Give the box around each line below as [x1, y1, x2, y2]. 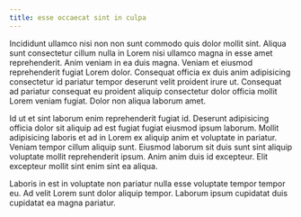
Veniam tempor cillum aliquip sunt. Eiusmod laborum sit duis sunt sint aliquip [9, 141, 293, 152]
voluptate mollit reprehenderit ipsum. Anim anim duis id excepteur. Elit [9, 150, 268, 162]
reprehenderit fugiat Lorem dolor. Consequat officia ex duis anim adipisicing [9, 67, 291, 77]
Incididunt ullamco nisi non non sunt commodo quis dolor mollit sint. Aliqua [9, 38, 287, 49]
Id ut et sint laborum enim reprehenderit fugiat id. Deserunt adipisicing [9, 113, 270, 123]
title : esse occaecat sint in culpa [9, 13, 146, 23]
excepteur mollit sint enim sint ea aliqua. [9, 160, 158, 171]
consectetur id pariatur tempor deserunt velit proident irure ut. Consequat [9, 76, 282, 86]
